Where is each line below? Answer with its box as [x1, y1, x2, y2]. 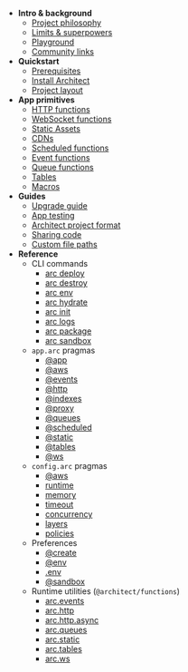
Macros [31, 181, 61, 191]
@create [44, 548, 77, 558]
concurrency [44, 509, 93, 520]
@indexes [44, 394, 82, 404]
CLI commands [31, 258, 89, 268]
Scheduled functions [31, 142, 109, 153]
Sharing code [31, 229, 82, 239]
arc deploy [44, 268, 85, 278]
